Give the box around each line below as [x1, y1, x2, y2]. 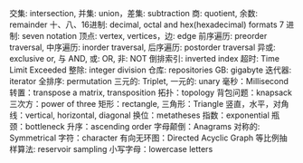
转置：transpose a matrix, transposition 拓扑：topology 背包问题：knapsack [9, 87, 292, 98]
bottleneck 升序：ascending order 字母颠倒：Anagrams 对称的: [24, 121, 260, 131]
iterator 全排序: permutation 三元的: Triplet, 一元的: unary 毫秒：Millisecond [9, 76, 289, 86]
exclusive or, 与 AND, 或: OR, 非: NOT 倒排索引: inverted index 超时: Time [9, 53, 280, 63]
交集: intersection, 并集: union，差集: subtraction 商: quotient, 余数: [9, 8, 258, 18]
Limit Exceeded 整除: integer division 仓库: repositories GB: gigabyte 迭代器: [9, 64, 292, 75]
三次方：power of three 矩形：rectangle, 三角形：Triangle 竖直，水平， [9, 99, 274, 109]
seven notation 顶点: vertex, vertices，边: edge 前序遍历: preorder [21, 31, 268, 41]
